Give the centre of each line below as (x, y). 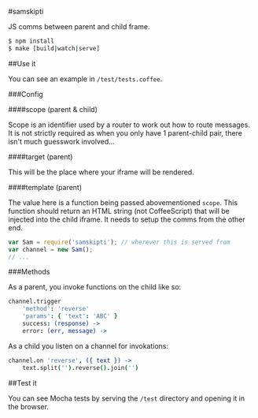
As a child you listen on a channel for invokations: (88, 345)
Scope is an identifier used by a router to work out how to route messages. (129, 125)
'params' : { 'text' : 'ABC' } (70, 316)
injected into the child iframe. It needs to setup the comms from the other (127, 219)
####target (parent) (41, 156)
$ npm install (31, 41)
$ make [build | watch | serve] (54, 48)
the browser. (29, 406)
